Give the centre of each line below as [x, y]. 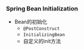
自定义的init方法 [42, 41]
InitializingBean [44, 35]
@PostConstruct [41, 29]
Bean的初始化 [31, 22]
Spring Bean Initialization [42, 9]
